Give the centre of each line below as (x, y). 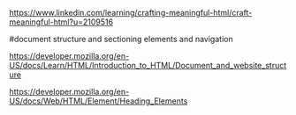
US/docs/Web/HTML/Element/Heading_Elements (99, 101)
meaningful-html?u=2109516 (61, 22)
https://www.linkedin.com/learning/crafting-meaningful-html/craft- (131, 13)
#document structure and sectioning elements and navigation (121, 39)
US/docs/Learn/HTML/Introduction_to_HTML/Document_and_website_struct (148, 65)
